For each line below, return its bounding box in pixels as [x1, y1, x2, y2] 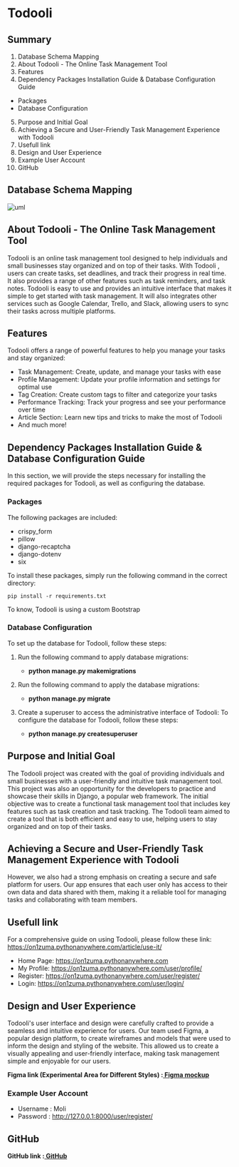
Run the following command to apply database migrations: [17, 653, 189, 661]
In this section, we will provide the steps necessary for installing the [7, 472, 206, 480]
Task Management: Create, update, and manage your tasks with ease [17, 367, 222, 376]
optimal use [17, 383, 53, 392]
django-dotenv [17, 549, 62, 558]
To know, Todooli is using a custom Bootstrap [7, 605, 141, 613]
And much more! [17, 421, 67, 429]
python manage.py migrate [28, 694, 111, 703]
